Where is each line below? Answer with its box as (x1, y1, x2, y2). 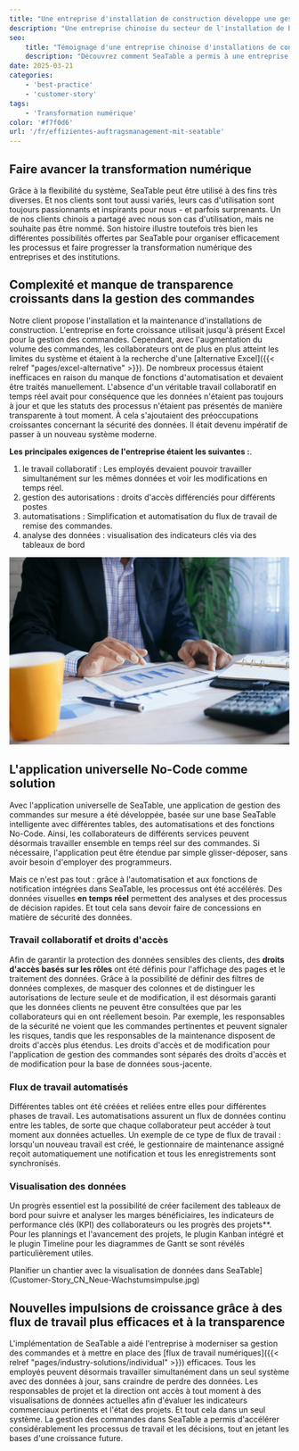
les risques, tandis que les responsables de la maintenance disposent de (9, 1030, 276, 1041)
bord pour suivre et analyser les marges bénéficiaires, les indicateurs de (9, 1210, 274, 1221)
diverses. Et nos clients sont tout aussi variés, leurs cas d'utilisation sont (9, 195, 275, 205)
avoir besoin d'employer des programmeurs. (9, 857, 172, 867)
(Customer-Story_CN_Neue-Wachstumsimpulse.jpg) (9, 1274, 200, 1285)
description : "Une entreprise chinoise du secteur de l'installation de (9, 23, 285, 33)
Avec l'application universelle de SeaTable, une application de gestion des (9, 800, 281, 810)
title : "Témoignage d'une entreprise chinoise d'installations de (25, 43, 277, 52)
